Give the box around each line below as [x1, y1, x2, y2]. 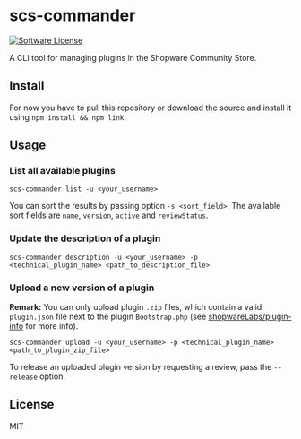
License [9, 397, 55, 412]
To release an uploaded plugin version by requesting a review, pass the [9, 362, 272, 373]
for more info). [25, 321, 79, 331]
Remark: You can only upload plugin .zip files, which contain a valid [9, 302, 262, 313]
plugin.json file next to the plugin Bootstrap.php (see [9, 311, 207, 323]
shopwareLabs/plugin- [208, 311, 292, 323]
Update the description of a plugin [9, 232, 161, 245]
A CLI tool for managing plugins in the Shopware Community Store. [9, 52, 257, 63]
